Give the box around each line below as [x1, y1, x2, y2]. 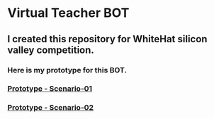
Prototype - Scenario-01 [7, 84, 93, 94]
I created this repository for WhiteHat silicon [7, 33, 208, 45]
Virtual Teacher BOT [7, 5, 130, 21]
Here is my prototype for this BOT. [7, 65, 128, 75]
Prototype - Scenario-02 [7, 103, 94, 113]
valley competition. [7, 44, 94, 56]
